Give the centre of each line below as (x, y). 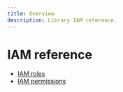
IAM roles (31, 74)
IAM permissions (42, 82)
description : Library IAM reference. (62, 20)
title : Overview (31, 14)
